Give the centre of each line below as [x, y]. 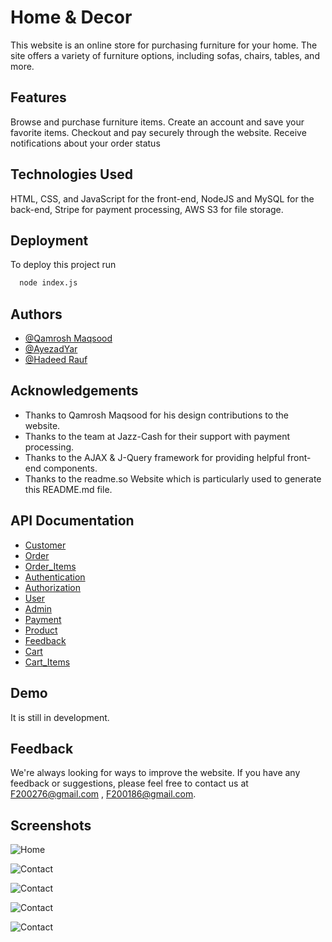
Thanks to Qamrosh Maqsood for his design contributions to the [156, 415]
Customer [45, 545]
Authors [36, 314]
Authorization [53, 587]
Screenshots [51, 825]
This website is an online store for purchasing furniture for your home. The [164, 45]
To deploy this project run [63, 265]
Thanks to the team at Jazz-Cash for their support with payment [157, 436]
